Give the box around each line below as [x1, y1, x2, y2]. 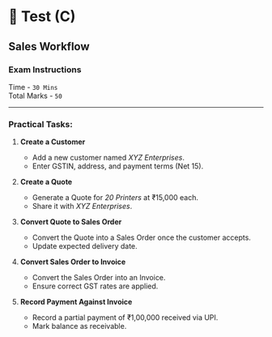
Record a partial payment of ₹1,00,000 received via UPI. [32, 313, 219, 322]
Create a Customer [19, 137, 86, 147]
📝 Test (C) [8, 7, 76, 26]
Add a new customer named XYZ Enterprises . [32, 153, 185, 163]
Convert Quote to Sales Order [19, 217, 122, 227]
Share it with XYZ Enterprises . [32, 202, 133, 211]
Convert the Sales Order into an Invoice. [32, 273, 166, 283]
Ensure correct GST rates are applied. [32, 281, 159, 291]
